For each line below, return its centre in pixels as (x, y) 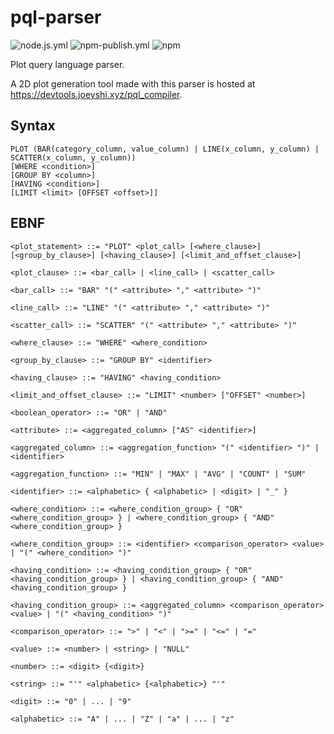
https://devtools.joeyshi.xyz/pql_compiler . (96, 94)
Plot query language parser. (67, 64)
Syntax (33, 126)
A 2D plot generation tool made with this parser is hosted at (133, 83)
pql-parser (56, 17)
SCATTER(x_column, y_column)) (73, 157)
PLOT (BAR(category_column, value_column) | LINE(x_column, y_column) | (165, 149)
